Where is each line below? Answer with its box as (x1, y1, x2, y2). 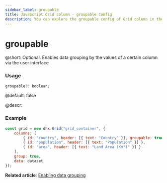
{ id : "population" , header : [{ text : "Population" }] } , (23, 140, 146, 145)
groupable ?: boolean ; (5, 83, 50, 89)
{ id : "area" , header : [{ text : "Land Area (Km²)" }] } (23, 145, 141, 150)
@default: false (5, 93, 36, 99)
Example (5, 115, 27, 122)
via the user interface (5, 60, 49, 66)
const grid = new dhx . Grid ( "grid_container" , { (5, 126, 106, 131)
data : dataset (14, 158, 43, 164)
